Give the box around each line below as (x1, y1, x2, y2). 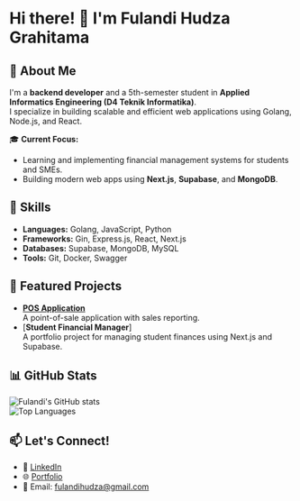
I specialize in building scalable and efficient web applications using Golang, (9, 106, 292, 116)
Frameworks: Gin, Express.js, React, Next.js (22, 233, 186, 244)
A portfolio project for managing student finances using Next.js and (22, 331, 273, 342)
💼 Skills (9, 200, 51, 215)
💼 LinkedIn (22, 461, 62, 472)
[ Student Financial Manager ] (22, 322, 132, 332)
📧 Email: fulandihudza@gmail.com (22, 481, 150, 492)
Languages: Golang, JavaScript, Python (22, 223, 172, 234)
